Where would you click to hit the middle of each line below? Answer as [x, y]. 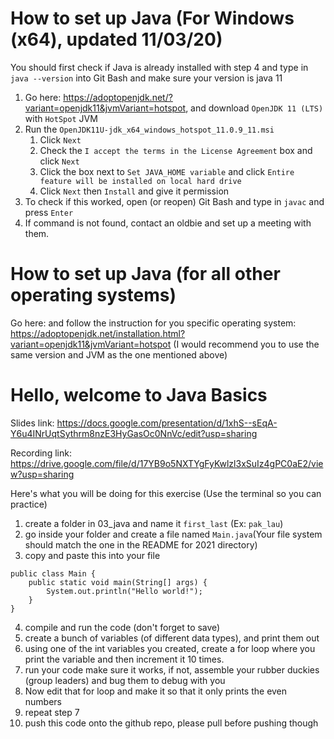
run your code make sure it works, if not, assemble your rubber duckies [172, 669]
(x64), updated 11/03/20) [116, 39]
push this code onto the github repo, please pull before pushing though [171, 723]
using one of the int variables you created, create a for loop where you [170, 648]
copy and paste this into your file [92, 555]
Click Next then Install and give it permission [134, 191]
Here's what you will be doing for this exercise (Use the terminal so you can [166, 493]
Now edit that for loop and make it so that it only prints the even [156, 691]
